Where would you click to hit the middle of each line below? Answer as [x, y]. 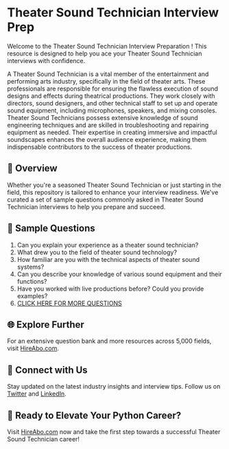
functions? [32, 281]
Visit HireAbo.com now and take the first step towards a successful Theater [114, 432]
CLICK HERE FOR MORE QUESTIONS [69, 303]
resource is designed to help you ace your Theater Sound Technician [105, 53]
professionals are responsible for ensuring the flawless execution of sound [112, 88]
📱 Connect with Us [47, 370]
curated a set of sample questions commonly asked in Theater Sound [105, 199]
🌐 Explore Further [46, 325]
